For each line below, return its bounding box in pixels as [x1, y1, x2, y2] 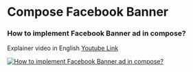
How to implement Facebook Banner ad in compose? [7, 29, 187, 38]
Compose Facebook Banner [7, 4, 169, 20]
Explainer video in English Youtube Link [7, 44, 119, 52]
